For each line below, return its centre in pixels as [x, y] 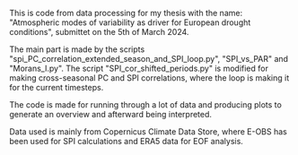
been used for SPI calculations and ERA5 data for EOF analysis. [127, 141]
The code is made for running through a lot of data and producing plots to [146, 105]
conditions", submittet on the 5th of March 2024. [99, 32]
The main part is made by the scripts [77, 49]
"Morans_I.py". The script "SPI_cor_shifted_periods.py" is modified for [139, 68]
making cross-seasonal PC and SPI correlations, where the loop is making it [149, 78]
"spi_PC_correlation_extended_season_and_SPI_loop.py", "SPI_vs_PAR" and [149, 59]
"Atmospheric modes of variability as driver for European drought [130, 22]
